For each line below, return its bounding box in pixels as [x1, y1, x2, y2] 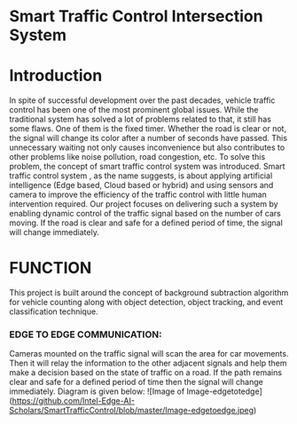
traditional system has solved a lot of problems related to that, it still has [9, 114, 272, 125]
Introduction [9, 66, 103, 86]
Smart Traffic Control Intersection [9, 6, 263, 27]
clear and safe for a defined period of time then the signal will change [9, 377, 263, 388]
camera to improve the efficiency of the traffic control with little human [9, 189, 268, 200]
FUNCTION [9, 258, 92, 279]
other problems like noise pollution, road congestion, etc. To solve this [9, 152, 266, 162]
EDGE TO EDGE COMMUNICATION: [9, 328, 162, 341]
